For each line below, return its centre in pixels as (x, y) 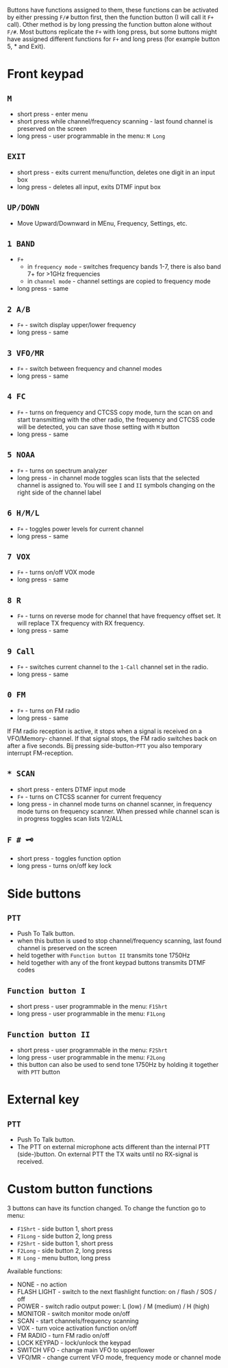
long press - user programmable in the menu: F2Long (91, 1057)
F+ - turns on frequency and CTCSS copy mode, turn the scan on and (115, 412)
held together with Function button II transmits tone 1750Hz (103, 955)
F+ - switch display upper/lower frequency (76, 325)
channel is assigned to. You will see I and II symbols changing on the (116, 485)
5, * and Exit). (26, 46)
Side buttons (44, 893)
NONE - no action (42, 1284)
